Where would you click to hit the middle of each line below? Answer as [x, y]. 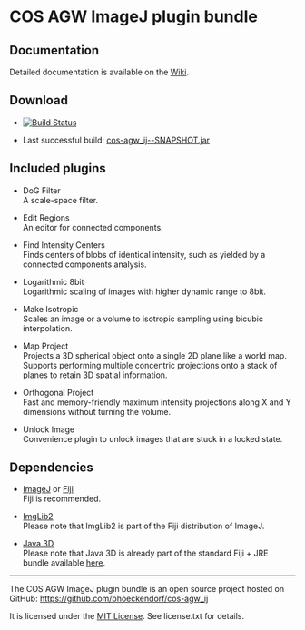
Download [39, 100]
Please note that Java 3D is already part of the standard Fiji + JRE [145, 553]
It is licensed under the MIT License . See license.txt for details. [127, 616]
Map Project [45, 346]
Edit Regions [46, 217]
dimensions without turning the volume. [97, 411]
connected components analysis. [84, 264]
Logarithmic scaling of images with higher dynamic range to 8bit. [144, 291]
